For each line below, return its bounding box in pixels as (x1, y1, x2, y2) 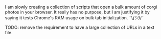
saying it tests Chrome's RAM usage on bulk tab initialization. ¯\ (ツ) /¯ (5, 15, 144, 21)
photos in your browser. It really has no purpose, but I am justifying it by (5, 9, 150, 15)
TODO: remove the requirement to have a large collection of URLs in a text (5, 25, 155, 30)
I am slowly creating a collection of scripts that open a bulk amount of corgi (5, 4, 157, 10)
